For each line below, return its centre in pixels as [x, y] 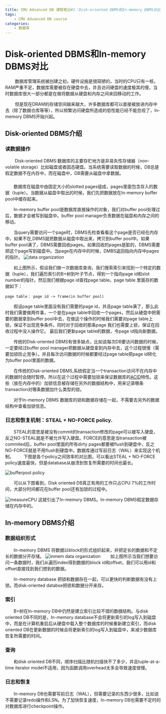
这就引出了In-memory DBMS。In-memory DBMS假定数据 [96, 499]
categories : [17, 24]
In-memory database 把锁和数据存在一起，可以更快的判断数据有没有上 [85, 579]
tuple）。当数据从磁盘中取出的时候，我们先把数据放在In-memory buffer [85, 192]
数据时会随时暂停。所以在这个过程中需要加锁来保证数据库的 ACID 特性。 [82, 377]
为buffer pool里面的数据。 [32, 360]
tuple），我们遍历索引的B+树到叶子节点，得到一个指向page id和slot [82, 274]
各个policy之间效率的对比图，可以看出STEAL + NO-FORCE [96, 456]
